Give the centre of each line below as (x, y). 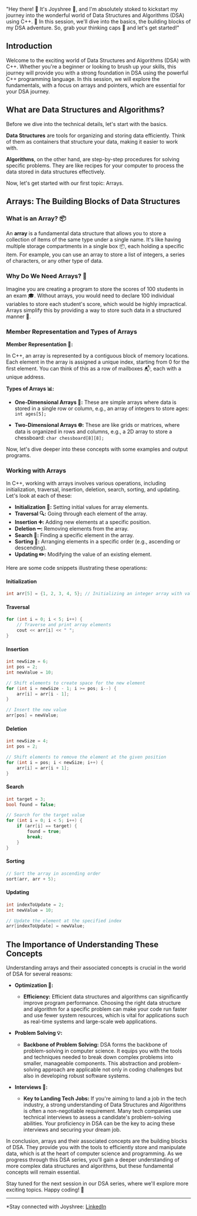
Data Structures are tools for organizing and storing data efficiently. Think (96, 135)
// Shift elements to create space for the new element (76, 683)
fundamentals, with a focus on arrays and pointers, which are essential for (96, 85)
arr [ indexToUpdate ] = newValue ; (45, 926)
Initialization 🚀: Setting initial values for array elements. (81, 507)
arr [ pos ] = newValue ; (33, 715)
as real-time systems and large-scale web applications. (90, 1022)
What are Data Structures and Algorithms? (86, 110)
